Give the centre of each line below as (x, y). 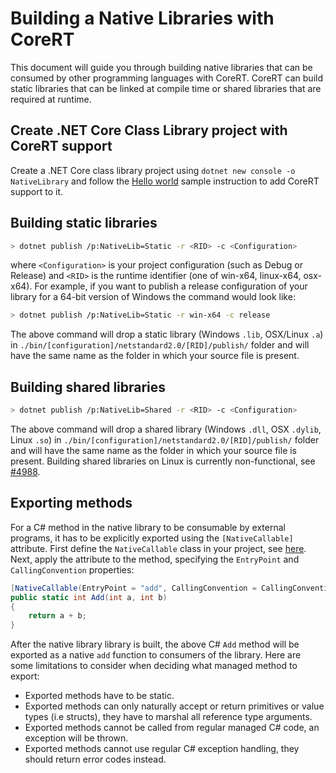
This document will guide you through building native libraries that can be (161, 67)
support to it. (36, 191)
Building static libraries (84, 223)
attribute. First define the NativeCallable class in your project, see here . (158, 548)
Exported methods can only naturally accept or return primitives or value (174, 706)
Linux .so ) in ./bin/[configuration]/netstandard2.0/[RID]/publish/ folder (165, 440)
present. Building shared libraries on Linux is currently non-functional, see (163, 461)
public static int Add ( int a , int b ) (89, 597)
